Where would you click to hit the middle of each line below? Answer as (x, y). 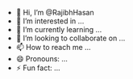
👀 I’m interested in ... (50, 21)
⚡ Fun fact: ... (38, 68)
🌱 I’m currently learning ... (59, 29)
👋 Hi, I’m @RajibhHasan (55, 12)
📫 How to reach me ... (53, 47)
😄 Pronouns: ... (42, 59)
